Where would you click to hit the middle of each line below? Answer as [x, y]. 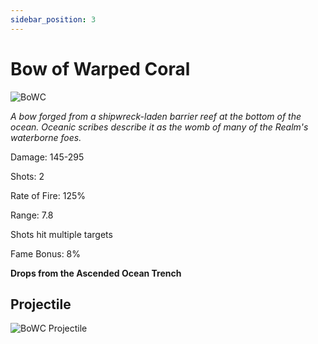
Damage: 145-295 [47, 157]
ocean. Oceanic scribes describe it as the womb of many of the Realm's [159, 127]
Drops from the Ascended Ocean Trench [96, 273]
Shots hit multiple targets [61, 234]
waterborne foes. [46, 137]
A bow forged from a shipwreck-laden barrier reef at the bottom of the [156, 116]
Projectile [41, 304]
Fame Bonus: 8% [46, 253]
